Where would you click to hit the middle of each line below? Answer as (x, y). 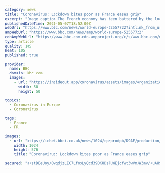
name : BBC (19, 69)
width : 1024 (26, 145)
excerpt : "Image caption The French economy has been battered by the (79, 19)
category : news (21, 10)
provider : (15, 64)
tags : (11, 118)
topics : (13, 100)
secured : (14, 163)
